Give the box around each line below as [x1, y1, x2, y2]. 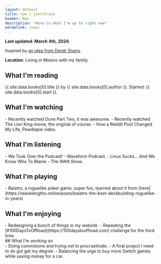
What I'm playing [5, 172, 58, 181]
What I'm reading [5, 71, 59, 79]
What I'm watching [5, 103, 63, 111]
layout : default [5, 7, 38, 12]
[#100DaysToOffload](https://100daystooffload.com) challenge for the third [5, 228, 155, 233]
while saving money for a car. [5, 253, 64, 259]
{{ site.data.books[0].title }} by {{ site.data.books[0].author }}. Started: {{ [5, 84, 150, 90]
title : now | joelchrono [5, 12, 55, 16]
